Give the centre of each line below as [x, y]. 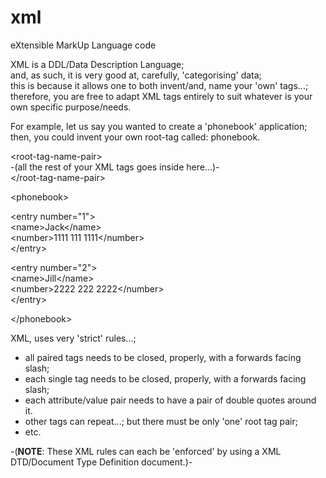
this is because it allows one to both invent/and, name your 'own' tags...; [159, 85]
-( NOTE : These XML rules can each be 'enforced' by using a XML [146, 451]
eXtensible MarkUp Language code [83, 45]
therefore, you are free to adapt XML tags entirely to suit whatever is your [161, 96]
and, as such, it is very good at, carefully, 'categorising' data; [136, 75]
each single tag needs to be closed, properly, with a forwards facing [165, 378]
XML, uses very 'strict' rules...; [73, 338]
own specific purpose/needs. [71, 107]
